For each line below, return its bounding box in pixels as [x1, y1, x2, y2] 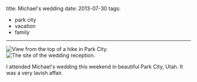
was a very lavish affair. [6, 70, 63, 76]
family [14, 29, 30, 36]
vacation [14, 23, 36, 29]
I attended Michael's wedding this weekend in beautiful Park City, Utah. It [6, 63, 184, 70]
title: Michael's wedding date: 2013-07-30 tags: [6, 5, 121, 12]
